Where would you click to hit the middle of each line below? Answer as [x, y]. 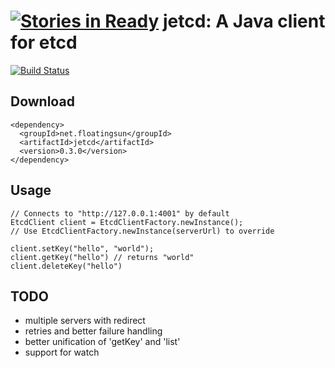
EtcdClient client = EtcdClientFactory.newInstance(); [127, 222]
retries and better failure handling [93, 331]
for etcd [44, 42]
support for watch [62, 352]
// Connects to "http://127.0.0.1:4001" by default [120, 213]
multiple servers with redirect [85, 321]
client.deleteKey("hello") [66, 266]
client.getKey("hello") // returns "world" [102, 257]
